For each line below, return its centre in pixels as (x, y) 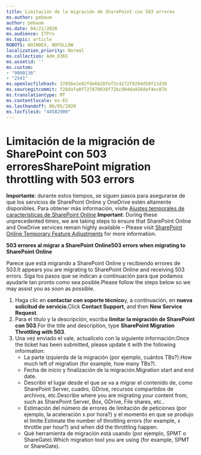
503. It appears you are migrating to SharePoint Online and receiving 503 (96, 270)
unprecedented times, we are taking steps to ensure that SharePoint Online (99, 221)
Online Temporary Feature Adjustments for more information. (81, 234)
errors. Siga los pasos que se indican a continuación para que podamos (95, 276)
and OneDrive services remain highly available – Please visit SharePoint (94, 227)
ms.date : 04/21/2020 (32, 28)
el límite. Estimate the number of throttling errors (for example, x (102, 421)
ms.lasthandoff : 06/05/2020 (41, 106)
